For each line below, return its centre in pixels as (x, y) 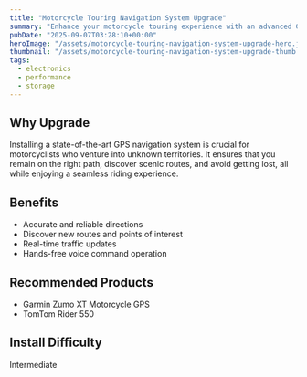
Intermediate (33, 364)
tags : (20, 60)
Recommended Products (81, 283)
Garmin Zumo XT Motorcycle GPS (86, 304)
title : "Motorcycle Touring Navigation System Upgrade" (118, 18)
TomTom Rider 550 (58, 314)
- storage (36, 86)
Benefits (34, 202)
